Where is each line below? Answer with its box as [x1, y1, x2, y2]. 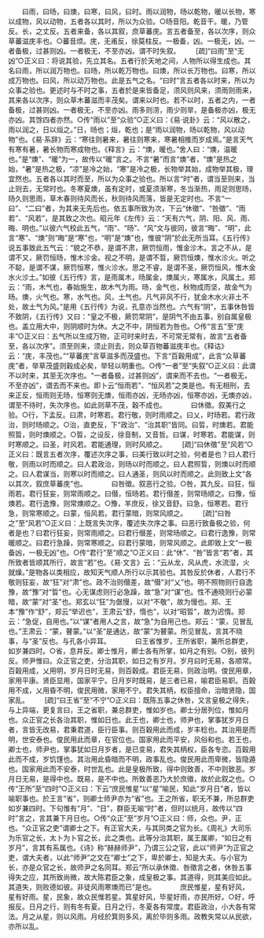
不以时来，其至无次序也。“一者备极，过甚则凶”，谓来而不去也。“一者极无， [8, 371, 251, 380]
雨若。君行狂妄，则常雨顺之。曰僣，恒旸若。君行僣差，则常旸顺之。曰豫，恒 [8, 489, 256, 498]
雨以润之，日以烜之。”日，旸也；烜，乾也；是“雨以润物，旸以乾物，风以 [8, 125, 238, 134]
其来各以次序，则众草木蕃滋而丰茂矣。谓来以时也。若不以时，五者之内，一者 [8, 95, 256, 105]
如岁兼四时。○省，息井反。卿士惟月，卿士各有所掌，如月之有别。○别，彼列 [8, 646, 255, 655]
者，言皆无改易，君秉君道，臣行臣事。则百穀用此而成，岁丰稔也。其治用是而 [8, 725, 256, 734]
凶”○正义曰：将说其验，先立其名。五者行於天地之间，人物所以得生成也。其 [8, 56, 251, 65]
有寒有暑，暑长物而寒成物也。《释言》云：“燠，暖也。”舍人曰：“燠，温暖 [8, 145, 238, 153]
